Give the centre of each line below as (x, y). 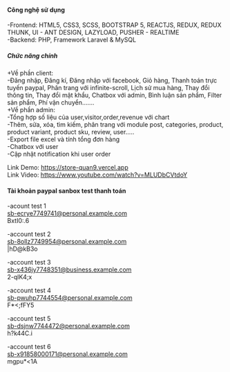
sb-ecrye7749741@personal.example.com (67, 213)
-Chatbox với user (33, 147)
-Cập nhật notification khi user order (59, 154)
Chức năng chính (32, 55)
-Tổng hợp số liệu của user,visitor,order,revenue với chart (88, 117)
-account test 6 (29, 347)
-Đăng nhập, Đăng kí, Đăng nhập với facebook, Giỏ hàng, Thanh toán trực (112, 80)
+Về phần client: (30, 73)
